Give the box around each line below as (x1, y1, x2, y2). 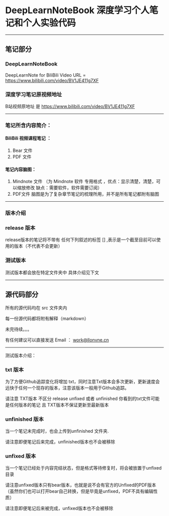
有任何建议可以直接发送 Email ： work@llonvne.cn (5, 336, 109, 343)
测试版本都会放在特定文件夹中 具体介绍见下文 (5, 269, 99, 275)
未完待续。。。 (5, 326, 32, 332)
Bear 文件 (12, 147, 33, 154)
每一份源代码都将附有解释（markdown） (5, 315, 89, 321)
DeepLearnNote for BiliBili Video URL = (5, 72, 86, 78)
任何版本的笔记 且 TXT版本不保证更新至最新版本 (9, 402, 109, 408)
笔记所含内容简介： (5, 122, 52, 129)
